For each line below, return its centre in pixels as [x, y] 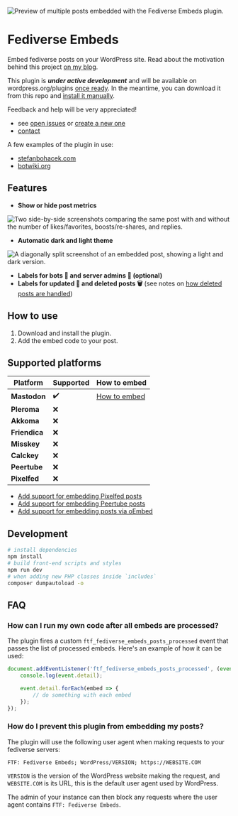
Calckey [25, 456]
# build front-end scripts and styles [64, 563]
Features [27, 188]
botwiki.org [34, 165]
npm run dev [25, 570]
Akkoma [25, 421]
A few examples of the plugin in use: [61, 144]
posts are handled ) [45, 293]
